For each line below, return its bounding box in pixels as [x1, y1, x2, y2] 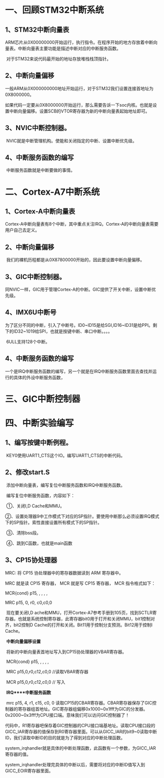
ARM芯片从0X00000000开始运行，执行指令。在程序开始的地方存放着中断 [5, 40, 153, 45]
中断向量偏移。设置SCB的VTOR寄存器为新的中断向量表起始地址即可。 [9, 108, 150, 114]
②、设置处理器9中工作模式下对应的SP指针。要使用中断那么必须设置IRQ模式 [5, 513, 160, 519]
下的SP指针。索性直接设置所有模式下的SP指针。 [5, 519, 102, 525]
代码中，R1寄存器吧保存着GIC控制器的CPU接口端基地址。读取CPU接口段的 [5, 722, 156, 728]
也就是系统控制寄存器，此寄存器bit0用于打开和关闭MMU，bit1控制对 [18, 616, 155, 621]
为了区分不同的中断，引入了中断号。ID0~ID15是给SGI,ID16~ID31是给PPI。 [5, 322, 153, 328]
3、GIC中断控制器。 [5, 273, 66, 281]
